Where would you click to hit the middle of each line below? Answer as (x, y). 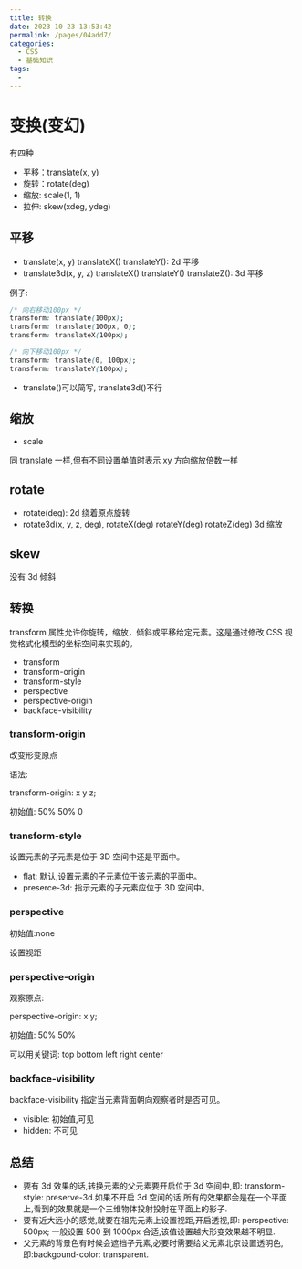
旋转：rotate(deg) (56, 183)
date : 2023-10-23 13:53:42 (61, 27)
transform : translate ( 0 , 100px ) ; (73, 360)
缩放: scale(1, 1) (52, 195)
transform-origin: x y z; (53, 793)
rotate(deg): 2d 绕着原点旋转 (76, 513)
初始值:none (32, 933)
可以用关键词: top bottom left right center (87, 1055)
